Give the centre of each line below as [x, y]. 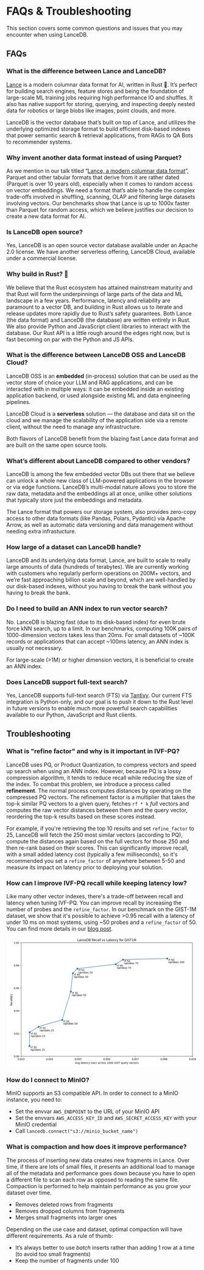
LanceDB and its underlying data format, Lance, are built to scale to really [98, 560]
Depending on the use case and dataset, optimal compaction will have [94, 1229]
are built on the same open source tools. [57, 445]
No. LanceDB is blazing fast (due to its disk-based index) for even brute [96, 622]
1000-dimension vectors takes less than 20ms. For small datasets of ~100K [100, 635]
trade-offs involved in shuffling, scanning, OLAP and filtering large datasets [101, 197]
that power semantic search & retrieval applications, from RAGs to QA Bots [100, 135]
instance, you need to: [34, 1100]
